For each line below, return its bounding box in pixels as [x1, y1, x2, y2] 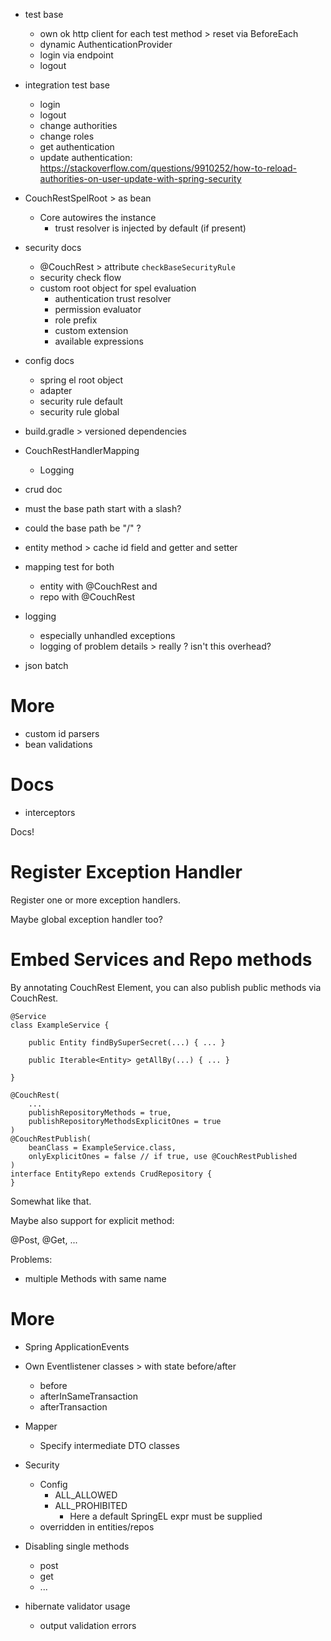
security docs [24, 242, 82, 253]
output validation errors [39, 1619, 137, 1631]
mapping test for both [24, 561, 115, 573]
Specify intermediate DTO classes [39, 1439, 180, 1451]
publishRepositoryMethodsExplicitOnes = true [28, 1116, 222, 1126]
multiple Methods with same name [24, 1272, 167, 1284]
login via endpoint [39, 49, 114, 61]
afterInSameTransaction [39, 1390, 138, 1402]
